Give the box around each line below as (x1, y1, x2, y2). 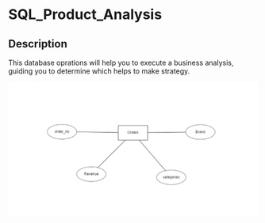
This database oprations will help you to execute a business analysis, (8, 58, 234, 67)
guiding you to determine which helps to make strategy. (8, 66, 190, 76)
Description (8, 37, 67, 51)
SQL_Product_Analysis (8, 6, 163, 24)
